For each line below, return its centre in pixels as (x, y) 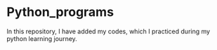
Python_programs (60, 12)
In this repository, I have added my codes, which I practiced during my (108, 31)
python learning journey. (42, 38)
